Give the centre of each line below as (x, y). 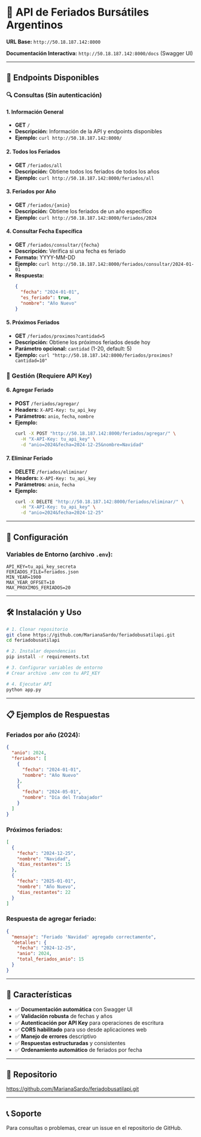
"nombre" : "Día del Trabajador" (62, 798)
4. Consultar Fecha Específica (44, 231)
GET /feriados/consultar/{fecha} (57, 245)
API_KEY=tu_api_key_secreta (41, 567)
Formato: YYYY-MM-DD (45, 258)
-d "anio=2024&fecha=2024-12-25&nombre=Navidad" (82, 445)
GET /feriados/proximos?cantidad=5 (60, 336)
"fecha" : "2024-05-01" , (52, 792)
